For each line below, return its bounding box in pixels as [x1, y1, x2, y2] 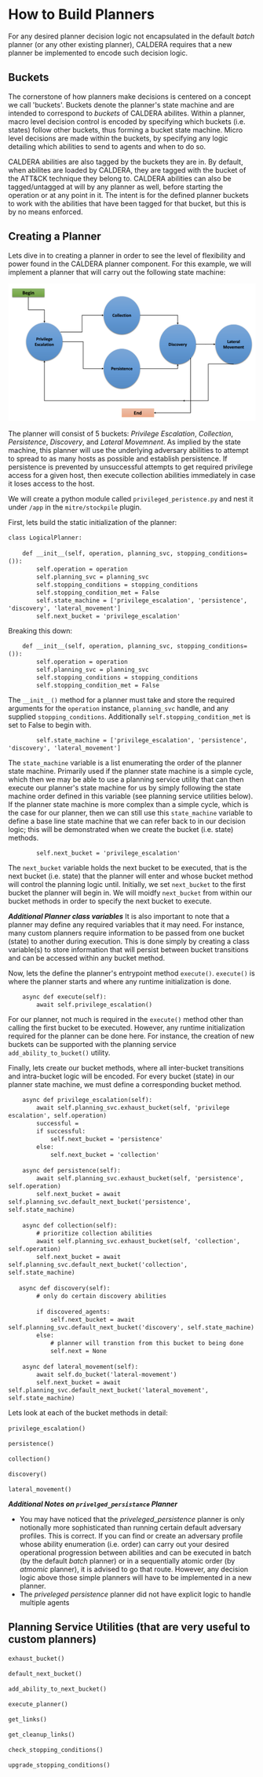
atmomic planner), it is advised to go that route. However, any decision [19, 1564, 249, 1574]
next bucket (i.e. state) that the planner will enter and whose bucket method [8, 871, 254, 881]
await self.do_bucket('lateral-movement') [36, 1370, 177, 1378]
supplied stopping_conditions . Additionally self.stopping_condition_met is [8, 712, 251, 721]
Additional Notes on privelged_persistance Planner [8, 1499, 178, 1509]
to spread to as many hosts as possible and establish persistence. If [8, 454, 228, 463]
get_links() [8, 1716, 47, 1724]
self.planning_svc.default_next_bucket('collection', [8, 1261, 188, 1268]
